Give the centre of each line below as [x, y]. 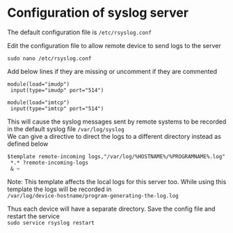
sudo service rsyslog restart [51, 223]
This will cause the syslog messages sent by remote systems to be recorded [117, 121]
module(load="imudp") [39, 84]
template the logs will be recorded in [59, 189]
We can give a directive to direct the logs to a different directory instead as [114, 136]
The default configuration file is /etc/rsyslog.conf [79, 32]
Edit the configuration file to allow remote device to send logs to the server [114, 45]
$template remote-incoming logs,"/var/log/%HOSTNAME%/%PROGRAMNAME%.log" [116, 156]
